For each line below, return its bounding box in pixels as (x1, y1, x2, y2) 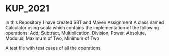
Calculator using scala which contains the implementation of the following (5, 24, 159, 30)
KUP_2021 (5, 3, 50, 14)
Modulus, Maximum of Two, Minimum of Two (5, 35, 100, 41)
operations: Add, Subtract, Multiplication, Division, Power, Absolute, (5, 30, 146, 36)
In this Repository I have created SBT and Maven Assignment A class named (5, 19, 164, 25)
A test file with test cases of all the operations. (5, 45, 102, 51)
